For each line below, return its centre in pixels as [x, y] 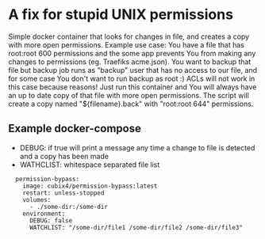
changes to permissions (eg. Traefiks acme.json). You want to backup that [130, 62]
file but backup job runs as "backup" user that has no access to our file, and [133, 70]
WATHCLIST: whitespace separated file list [90, 165]
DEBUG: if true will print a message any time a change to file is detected [137, 147]
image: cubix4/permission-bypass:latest [90, 186]
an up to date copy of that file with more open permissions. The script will [129, 95]
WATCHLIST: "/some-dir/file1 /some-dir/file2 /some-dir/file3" [136, 227]
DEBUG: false [51, 220]
